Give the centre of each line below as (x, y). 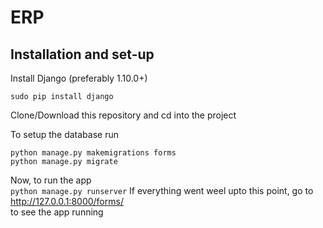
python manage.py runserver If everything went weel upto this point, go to (162, 190)
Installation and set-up (82, 54)
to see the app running (57, 212)
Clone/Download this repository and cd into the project (123, 115)
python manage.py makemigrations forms (93, 153)
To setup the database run (64, 134)
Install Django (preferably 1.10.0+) (79, 78)
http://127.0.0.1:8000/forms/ (67, 201)
